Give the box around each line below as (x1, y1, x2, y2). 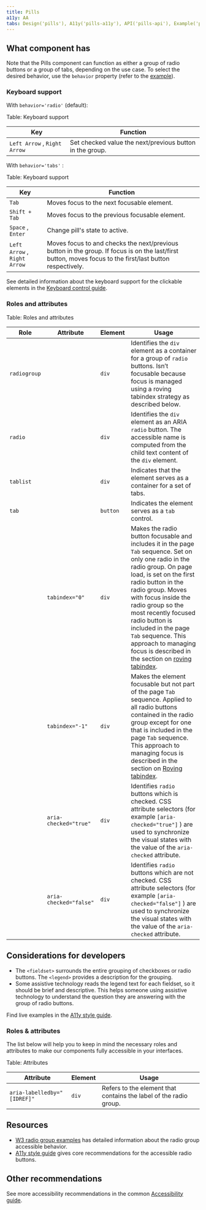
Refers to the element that (102, 1084, 177, 1092)
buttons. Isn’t (131, 361, 169, 370)
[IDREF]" (9, 1095, 35, 1102)
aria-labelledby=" (9, 1089, 63, 1096)
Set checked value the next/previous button (69, 139, 196, 147)
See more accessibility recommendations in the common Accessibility (6, 1190, 184, 1197)
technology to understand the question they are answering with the (15, 993, 186, 1000)
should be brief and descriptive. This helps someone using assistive (15, 986, 187, 994)
